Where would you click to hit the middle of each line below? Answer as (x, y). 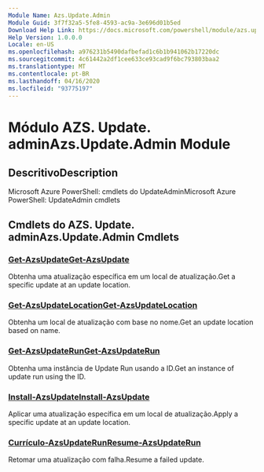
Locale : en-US (31, 45)
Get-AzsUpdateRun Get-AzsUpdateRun (84, 351)
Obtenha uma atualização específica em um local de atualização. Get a (122, 276)
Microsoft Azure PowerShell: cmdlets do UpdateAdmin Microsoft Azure (122, 192)
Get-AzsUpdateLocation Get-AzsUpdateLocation (103, 305)
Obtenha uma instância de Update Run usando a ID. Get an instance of (121, 368)
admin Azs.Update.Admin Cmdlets (93, 237)
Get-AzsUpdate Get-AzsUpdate (69, 259)
